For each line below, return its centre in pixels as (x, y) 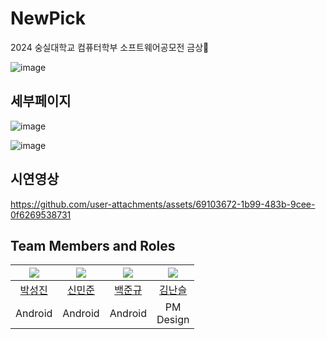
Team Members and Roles (93, 245)
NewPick (48, 18)
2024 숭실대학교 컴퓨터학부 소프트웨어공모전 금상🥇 (110, 47)
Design (173, 320)
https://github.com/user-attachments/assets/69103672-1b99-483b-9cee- (163, 204)
